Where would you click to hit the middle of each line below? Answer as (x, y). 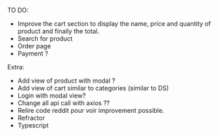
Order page (34, 46)
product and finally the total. (58, 31)
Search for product (45, 39)
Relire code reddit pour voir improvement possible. (91, 110)
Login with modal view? (52, 95)
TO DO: (18, 10)
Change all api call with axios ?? (64, 103)
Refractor (31, 118)
